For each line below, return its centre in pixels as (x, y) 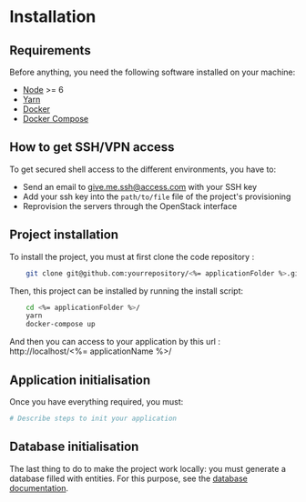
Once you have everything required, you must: (97, 401)
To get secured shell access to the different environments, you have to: (143, 169)
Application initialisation (80, 380)
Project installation (64, 235)
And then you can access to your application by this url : (115, 342)
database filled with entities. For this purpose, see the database (128, 478)
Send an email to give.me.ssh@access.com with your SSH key (140, 186)
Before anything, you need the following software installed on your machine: (153, 72)
